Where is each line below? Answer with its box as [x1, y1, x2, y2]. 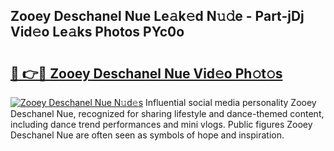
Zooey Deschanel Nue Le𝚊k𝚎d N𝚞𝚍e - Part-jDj [10, 8, 305, 25]
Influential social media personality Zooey [144, 97, 317, 108]
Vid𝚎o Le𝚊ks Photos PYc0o [10, 24, 185, 41]
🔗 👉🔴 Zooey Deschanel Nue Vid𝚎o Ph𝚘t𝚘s [10, 65, 283, 82]
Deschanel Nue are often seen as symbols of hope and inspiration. [10, 129, 285, 141]
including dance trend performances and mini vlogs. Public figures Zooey [10, 119, 313, 130]
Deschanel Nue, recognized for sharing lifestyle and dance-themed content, [10, 108, 325, 119]
